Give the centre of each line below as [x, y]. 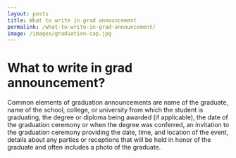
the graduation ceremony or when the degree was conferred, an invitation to [118, 125]
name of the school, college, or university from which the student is [105, 110]
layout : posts [28, 14]
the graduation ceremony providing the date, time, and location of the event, [118, 132]
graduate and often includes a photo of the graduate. [84, 147]
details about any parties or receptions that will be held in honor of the [109, 140]
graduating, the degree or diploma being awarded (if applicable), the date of [118, 117]
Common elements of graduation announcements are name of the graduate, [118, 103]
